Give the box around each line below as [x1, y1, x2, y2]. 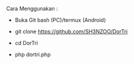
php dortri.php [14, 51, 51, 58]
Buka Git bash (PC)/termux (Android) [14, 17, 106, 23]
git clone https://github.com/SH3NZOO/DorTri [14, 28, 128, 35]
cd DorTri [14, 40, 38, 46]
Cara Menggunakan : [6, 5, 58, 12]
